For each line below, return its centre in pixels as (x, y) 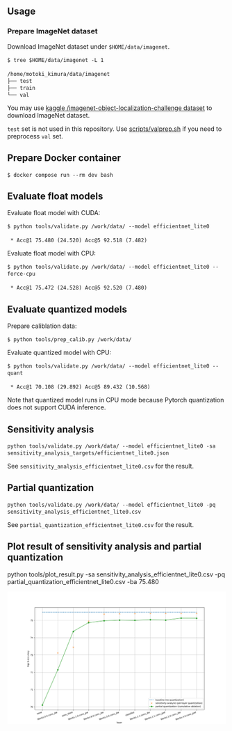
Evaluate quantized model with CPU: (59, 353)
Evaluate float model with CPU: (51, 253)
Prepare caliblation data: (42, 326)
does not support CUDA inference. (57, 407)
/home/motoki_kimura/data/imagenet (59, 74)
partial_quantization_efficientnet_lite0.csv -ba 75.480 (83, 581)
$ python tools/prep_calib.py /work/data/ (69, 340)
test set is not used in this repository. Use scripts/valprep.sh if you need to (115, 129)
